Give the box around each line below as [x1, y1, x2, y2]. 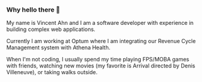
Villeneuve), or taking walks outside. [6, 69, 98, 76]
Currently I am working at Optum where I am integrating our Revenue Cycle [6, 38, 196, 45]
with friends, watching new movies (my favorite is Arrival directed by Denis [6, 62, 196, 69]
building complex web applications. [6, 26, 96, 33]
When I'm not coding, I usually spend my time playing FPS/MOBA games [6, 56, 190, 63]
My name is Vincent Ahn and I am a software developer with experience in [6, 19, 194, 27]
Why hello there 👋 [6, 5, 60, 14]
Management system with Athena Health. [6, 44, 111, 51]
